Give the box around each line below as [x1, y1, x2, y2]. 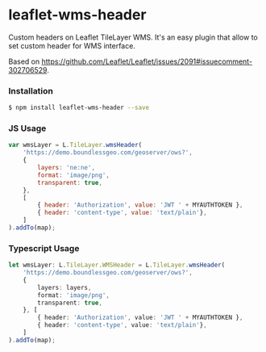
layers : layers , [37, 283, 92, 291]
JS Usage [8, 123, 47, 134]
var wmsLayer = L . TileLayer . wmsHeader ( [8, 141, 143, 149]
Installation [8, 85, 54, 96]
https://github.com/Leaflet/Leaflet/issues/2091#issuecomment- [41, 57, 252, 66]
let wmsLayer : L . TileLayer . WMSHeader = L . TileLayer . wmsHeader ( [8, 261, 226, 270]
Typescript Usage [8, 242, 80, 254]
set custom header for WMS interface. [8, 40, 135, 50]
